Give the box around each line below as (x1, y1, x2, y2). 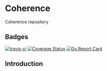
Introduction (5, 60, 43, 68)
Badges (5, 33, 28, 41)
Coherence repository (5, 19, 49, 25)
